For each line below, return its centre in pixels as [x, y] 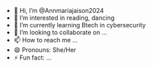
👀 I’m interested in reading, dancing [64, 18]
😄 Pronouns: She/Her [45, 50]
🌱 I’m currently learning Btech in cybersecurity [80, 25]
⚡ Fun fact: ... [32, 57]
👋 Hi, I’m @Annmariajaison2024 [59, 11]
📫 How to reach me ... [45, 40]
